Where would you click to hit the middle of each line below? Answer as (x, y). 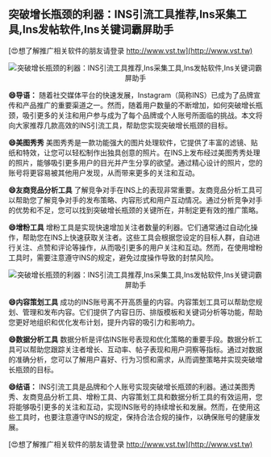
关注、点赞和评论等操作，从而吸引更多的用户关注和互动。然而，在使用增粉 (139, 247)
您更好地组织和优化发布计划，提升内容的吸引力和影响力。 (104, 322)
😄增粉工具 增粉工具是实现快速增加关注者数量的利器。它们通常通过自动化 (130, 227)
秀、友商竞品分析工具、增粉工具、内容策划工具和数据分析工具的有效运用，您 (135, 396)
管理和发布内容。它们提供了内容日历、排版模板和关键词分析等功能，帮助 (142, 312)
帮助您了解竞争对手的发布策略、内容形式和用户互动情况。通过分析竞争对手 (139, 199)
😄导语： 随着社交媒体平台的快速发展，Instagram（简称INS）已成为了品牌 (131, 94)
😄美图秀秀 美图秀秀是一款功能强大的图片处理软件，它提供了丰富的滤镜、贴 (133, 142)
